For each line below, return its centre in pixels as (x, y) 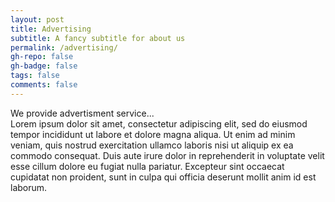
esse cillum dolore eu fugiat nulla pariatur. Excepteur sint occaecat (147, 166)
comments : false (44, 85)
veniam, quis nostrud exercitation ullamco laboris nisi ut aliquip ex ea (152, 145)
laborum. (29, 187)
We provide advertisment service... (82, 113)
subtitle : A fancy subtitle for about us (98, 38)
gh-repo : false (42, 57)
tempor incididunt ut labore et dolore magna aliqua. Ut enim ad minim (153, 134)
